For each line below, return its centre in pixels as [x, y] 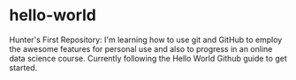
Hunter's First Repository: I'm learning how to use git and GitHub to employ [146, 40]
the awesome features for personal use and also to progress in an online [141, 48]
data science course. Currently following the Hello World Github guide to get [148, 58]
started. [23, 68]
